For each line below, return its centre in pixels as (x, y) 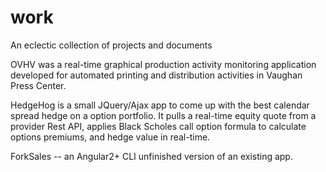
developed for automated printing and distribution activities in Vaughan (156, 75)
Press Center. (38, 85)
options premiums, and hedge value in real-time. (110, 137)
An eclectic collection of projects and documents (111, 45)
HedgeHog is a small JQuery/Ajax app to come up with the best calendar (160, 105)
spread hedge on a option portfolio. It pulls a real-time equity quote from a (163, 115)
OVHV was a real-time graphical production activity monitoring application (163, 64)
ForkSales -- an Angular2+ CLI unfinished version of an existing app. (151, 156)
